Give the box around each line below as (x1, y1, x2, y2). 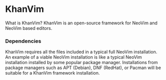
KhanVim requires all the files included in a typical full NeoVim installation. (5, 49, 157, 55)
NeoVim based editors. (5, 25, 52, 31)
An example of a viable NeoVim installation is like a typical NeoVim (5, 54, 142, 60)
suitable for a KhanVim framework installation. (5, 70, 100, 76)
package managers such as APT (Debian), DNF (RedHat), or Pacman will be (5, 65, 161, 71)
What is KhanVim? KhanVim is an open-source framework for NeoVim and (5, 20, 157, 26)
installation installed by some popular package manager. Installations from (5, 60, 158, 66)
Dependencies (5, 37, 41, 44)
